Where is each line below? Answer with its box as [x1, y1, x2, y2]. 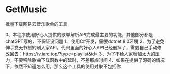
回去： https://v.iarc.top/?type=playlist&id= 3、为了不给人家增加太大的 [9, 51, 156, 57]
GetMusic [5, 4, 47, 15]
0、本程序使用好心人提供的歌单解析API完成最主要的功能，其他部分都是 [5, 31, 153, 38]
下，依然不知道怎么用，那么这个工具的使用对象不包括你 [5, 63, 121, 69]
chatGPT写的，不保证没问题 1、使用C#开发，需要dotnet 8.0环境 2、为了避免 [5, 38, 165, 44]
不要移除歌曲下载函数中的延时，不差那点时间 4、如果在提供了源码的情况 [14, 57, 165, 63]
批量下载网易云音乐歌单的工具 [5, 21, 67, 27]
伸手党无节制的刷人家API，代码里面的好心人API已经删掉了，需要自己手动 [5, 44, 157, 50]
